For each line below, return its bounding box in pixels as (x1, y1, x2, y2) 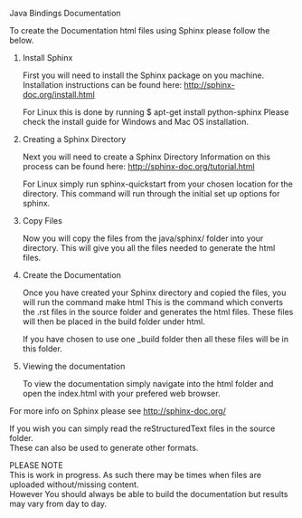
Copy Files (22, 216, 63, 225)
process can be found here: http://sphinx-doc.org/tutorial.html (22, 161, 255, 171)
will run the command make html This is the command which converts (22, 297, 283, 307)
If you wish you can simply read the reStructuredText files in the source (9, 423, 276, 434)
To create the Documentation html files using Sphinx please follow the (9, 25, 270, 35)
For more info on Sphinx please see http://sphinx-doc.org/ (9, 406, 226, 416)
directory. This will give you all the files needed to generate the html (22, 243, 276, 253)
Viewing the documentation (22, 361, 126, 371)
